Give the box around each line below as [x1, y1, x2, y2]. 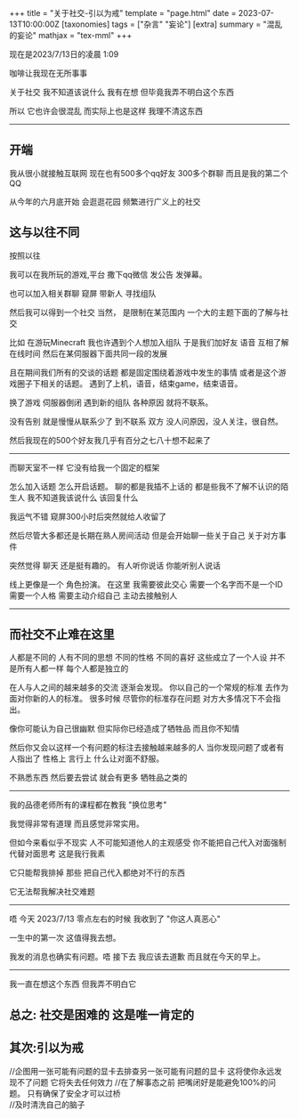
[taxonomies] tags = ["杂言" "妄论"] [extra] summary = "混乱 [61, 19, 283, 29]
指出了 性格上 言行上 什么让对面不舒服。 [16, 753, 165, 764]
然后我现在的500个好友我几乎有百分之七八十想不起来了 [9, 434, 211, 445]
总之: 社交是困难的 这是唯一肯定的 [9, 1007, 194, 1022]
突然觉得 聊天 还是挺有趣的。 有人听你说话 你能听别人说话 [9, 560, 221, 571]
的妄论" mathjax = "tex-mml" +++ [9, 30, 133, 40]
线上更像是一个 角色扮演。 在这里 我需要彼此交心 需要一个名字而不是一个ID [9, 579, 283, 589]
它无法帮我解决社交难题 [9, 887, 95, 897]
